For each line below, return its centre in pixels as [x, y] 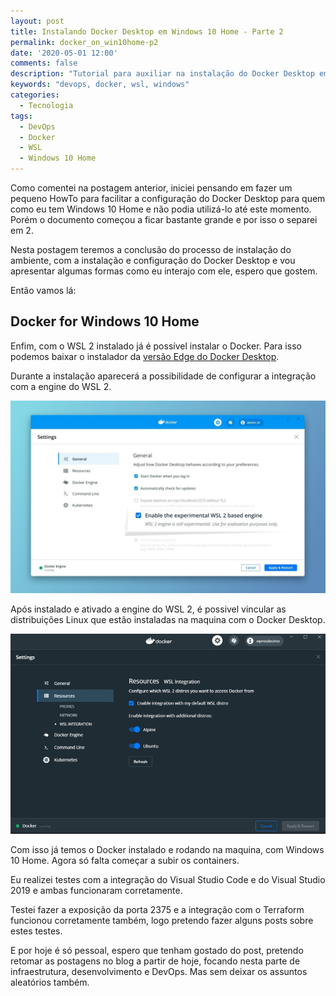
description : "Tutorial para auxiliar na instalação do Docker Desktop [162, 74]
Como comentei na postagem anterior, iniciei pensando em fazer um [151, 188]
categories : [35, 95]
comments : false [44, 63]
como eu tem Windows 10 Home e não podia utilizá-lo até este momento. [161, 209]
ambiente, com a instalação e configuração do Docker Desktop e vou [153, 260]
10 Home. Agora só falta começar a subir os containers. [125, 861]
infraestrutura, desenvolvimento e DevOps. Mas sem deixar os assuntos [159, 972]
